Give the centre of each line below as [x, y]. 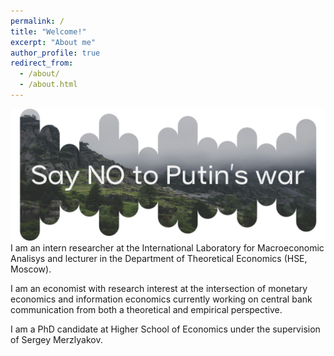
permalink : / [37, 21]
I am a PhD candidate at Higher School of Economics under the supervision [165, 329]
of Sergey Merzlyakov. [56, 339]
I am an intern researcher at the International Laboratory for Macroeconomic [167, 247]
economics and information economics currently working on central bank [161, 299]
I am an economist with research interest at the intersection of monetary [159, 288]
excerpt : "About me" [53, 42]
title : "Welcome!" [48, 31]
